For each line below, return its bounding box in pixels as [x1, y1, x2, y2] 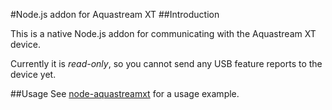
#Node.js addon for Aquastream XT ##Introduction [10, 9, 220, 20]
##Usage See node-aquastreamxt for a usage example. [10, 88, 240, 99]
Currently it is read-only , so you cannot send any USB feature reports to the [10, 58, 323, 69]
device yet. [10, 69, 57, 80]
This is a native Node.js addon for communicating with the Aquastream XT [10, 28, 317, 39]
